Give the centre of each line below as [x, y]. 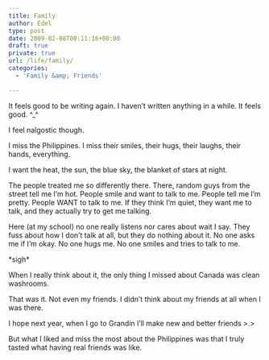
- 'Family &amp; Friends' [59, 76]
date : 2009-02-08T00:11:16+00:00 [64, 38]
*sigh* [19, 259]
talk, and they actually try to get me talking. [80, 211]
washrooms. [29, 283]
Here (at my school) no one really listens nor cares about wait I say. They [129, 226]
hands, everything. [39, 154]
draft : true [28, 46]
